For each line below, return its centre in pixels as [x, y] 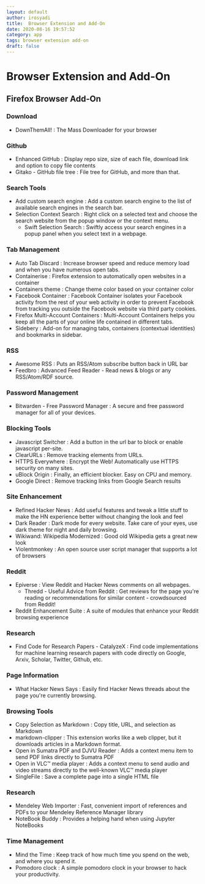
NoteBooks [29, 825]
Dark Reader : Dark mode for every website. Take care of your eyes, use [106, 523]
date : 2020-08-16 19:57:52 [41, 29]
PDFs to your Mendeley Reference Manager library [79, 812]
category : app [24, 35]
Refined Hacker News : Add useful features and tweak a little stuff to [102, 510]
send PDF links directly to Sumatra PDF [65, 757]
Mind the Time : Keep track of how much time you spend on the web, [102, 855]
